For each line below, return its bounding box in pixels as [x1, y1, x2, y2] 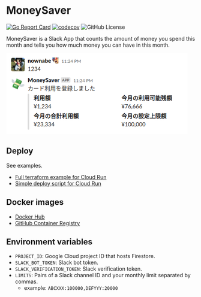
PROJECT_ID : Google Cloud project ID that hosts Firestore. [14, 253, 155, 260]
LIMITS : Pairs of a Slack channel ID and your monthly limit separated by [14, 272, 191, 279]
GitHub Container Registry [14, 219, 80, 226]
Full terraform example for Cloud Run [14, 173, 107, 180]
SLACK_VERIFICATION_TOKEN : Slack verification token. [14, 265, 142, 272]
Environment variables [6, 237, 93, 247]
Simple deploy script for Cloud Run [14, 180, 102, 187]
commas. [14, 278, 38, 285]
